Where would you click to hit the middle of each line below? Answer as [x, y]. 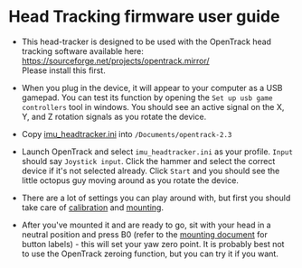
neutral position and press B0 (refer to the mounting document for [144, 234]
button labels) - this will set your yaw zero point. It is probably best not [153, 244]
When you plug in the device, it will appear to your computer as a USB [152, 88]
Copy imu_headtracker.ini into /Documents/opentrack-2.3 [127, 134]
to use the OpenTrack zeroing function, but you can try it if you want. [150, 254]
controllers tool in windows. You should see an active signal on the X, [153, 106]
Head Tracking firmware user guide [144, 17]
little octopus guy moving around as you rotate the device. [130, 180]
